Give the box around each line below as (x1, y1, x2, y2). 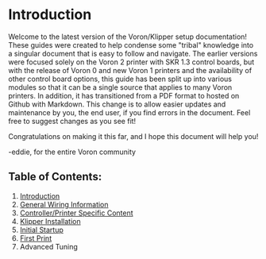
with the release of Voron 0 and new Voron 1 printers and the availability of (8, 65, 253, 75)
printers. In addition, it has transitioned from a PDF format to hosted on (8, 91, 240, 100)
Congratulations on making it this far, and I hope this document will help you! (8, 131, 259, 141)
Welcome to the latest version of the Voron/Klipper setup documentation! (8, 32, 248, 41)
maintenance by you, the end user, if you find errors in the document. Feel (8, 107, 251, 117)
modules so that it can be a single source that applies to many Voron (8, 82, 233, 92)
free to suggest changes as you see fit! (8, 116, 137, 126)
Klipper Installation (19, 216, 81, 226)
